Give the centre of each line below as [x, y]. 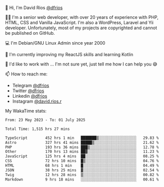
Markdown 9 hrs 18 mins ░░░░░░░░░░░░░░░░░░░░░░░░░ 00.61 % [82, 179]
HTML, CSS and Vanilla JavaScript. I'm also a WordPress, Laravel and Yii [80, 23]
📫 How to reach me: [26, 74]
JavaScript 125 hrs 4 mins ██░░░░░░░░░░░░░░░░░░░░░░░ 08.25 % [82, 156]
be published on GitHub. [30, 33]
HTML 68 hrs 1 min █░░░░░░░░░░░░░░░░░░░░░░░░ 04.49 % [82, 166]
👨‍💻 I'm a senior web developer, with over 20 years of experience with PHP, [82, 17]
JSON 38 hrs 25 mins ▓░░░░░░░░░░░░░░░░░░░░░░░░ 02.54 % [82, 170]
